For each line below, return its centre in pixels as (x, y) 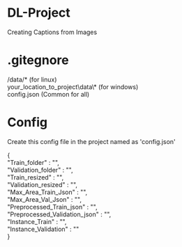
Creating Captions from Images (52, 32)
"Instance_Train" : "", (37, 221)
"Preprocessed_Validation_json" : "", (59, 214)
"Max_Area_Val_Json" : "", (45, 199)
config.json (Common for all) (48, 94)
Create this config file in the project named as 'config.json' (91, 141)
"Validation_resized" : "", (43, 184)
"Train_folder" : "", (33, 162)
